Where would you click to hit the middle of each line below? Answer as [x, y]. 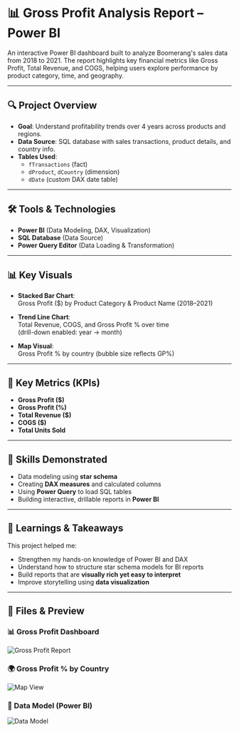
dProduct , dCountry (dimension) [74, 172]
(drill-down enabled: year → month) [70, 332]
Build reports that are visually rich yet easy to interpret [99, 574]
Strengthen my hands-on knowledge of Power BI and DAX [103, 559]
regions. [30, 134]
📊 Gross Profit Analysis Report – [106, 13]
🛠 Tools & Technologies [62, 209]
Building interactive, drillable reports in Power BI [88, 499]
